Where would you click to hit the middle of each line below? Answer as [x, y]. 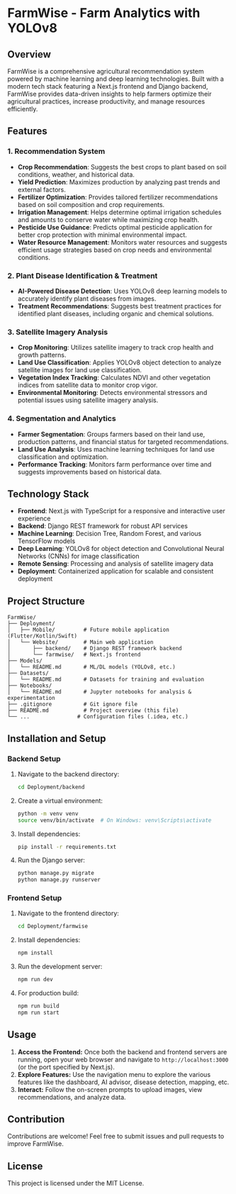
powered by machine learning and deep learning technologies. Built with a [116, 79]
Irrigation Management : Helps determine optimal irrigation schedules [119, 212]
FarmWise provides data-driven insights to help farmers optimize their [109, 94]
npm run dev [35, 980]
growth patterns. [42, 355]
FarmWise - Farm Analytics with [104, 13]
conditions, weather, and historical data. [76, 174]
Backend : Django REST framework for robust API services [102, 526]
